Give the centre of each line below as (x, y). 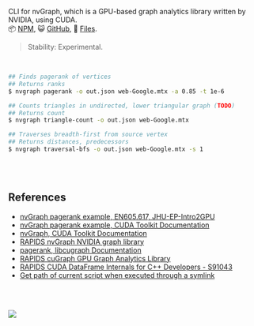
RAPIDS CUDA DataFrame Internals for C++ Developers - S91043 (126, 267)
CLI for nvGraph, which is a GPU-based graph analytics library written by (127, 11)
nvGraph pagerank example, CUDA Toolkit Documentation (114, 225)
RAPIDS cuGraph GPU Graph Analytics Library (95, 258)
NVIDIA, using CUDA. (43, 20)
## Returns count (37, 113)
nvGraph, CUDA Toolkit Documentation (83, 233)
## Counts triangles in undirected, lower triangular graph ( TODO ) (122, 106)
